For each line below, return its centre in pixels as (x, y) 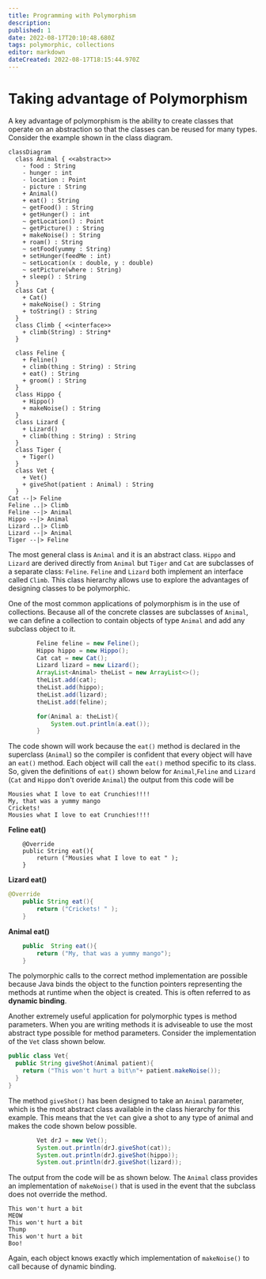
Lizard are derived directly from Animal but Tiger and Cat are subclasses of (131, 563)
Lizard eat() (28, 880)
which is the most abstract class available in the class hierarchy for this (124, 1109)
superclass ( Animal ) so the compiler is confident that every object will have (130, 755)
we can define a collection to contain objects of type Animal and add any (127, 620)
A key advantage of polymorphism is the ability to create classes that (121, 120)
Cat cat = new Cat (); (72, 658)
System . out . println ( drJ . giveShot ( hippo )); (108, 1155)
